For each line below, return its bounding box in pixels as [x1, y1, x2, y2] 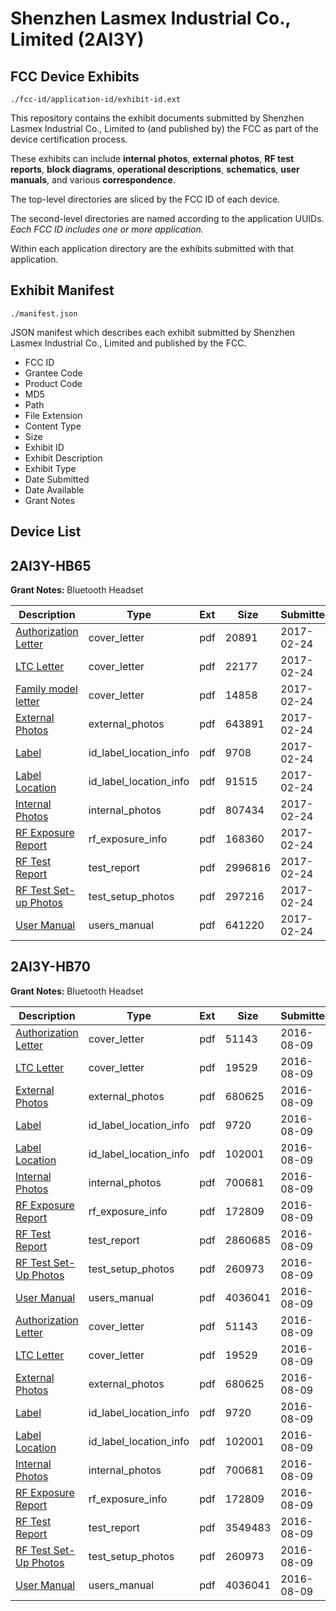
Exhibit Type [24, 462, 77, 474]
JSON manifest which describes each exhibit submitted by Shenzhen [10, 326, 295, 338]
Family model [15, 682, 78, 696]
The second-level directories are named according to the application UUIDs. [10, 213, 325, 224]
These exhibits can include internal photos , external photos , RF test [10, 153, 295, 164]
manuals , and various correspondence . [10, 174, 176, 186]
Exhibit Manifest [10, 282, 115, 299]
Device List [10, 523, 82, 541]
